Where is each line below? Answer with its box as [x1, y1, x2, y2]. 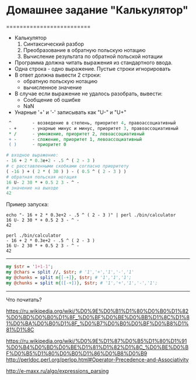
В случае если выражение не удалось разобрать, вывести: [14, 90, 163, 97]
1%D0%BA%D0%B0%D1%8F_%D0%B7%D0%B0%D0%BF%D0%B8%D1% [6, 320, 189, 327]
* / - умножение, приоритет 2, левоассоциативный [8, 131, 145, 137]
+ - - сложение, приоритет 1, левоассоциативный [8, 136, 142, 142]
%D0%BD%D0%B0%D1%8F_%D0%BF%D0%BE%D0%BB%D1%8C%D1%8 [6, 313, 190, 320]
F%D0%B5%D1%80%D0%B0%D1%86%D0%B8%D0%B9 [6, 350, 148, 357]
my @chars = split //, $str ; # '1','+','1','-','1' [6, 270, 134, 275]
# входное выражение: [6, 153, 59, 158]
